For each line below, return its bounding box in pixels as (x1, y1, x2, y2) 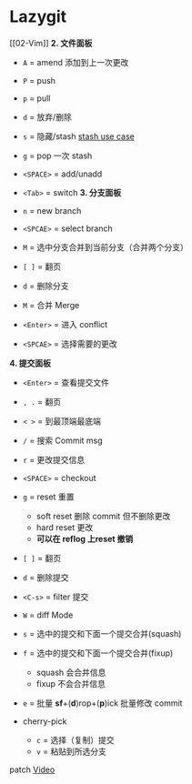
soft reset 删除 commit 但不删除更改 (35, 510, 171, 521)
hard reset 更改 (35, 521, 94, 533)
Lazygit (9, 6, 67, 27)
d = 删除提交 (22, 571, 70, 583)
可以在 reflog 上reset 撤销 (35, 533, 134, 544)
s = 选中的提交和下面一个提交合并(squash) (22, 628, 182, 638)
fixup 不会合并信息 (35, 678, 106, 689)
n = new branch (22, 205, 82, 216)
